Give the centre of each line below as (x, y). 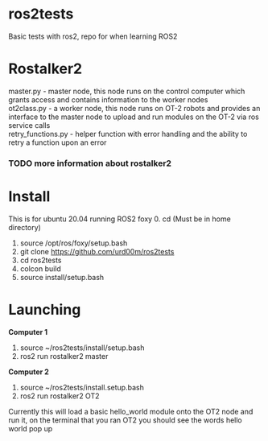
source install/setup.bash (62, 277)
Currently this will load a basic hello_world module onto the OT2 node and (131, 411)
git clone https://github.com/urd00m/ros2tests (97, 251)
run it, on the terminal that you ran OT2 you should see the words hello (126, 420)
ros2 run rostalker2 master (64, 356)
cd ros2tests (41, 260)
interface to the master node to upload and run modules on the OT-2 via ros (134, 117)
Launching (45, 309)
